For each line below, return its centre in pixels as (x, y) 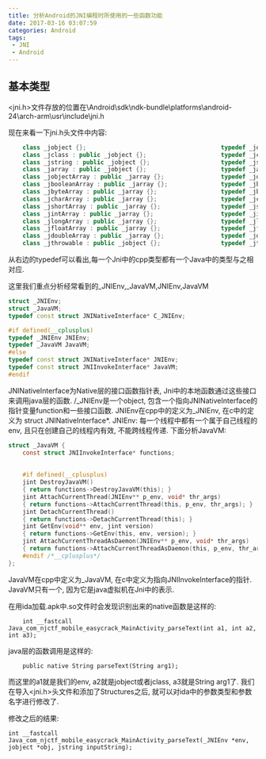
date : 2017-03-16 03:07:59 (53, 23)
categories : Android (42, 30)
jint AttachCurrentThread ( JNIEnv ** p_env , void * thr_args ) (122, 496)
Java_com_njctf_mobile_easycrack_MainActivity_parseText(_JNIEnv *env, (129, 740)
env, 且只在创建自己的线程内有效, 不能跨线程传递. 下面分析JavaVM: (118, 430)
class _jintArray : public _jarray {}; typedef (134, 214)
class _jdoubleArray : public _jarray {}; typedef (134, 236)
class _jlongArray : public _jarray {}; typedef (134, 221)
